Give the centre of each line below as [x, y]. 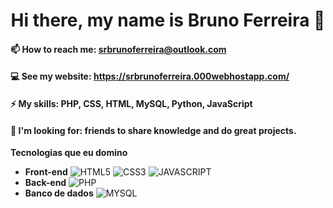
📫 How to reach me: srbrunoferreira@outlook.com [118, 49]
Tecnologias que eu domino [69, 153]
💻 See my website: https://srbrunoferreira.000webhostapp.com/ [150, 76]
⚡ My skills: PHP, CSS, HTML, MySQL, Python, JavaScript [131, 103]
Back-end [45, 183]
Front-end [46, 172]
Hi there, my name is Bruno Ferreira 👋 [168, 20]
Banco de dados [59, 193]
